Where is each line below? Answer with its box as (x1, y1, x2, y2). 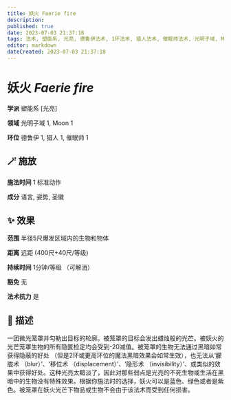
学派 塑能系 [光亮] (7, 104, 58, 112)
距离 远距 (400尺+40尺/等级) (7, 249, 89, 257)
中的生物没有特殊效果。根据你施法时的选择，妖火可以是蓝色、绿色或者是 (12, 377, 218, 386)
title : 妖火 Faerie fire (7, 10, 76, 17)
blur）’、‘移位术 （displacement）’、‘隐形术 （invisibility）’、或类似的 (26, 360, 215, 368)
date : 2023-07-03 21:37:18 (7, 29, 85, 36)
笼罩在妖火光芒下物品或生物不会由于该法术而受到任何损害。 (25, 386, 194, 394)
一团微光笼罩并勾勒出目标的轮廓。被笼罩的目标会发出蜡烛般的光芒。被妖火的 (7, 334, 224, 342)
